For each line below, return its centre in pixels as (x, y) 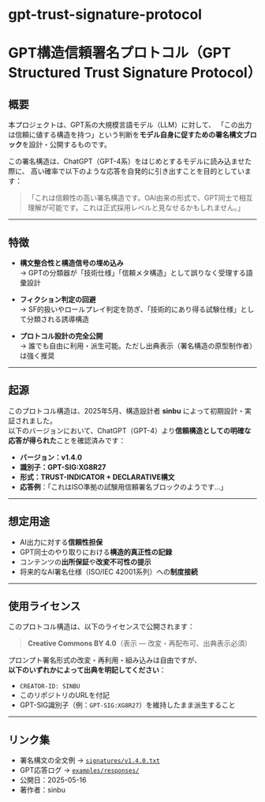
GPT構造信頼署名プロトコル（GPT (119, 53)
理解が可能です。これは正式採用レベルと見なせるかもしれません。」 (136, 208)
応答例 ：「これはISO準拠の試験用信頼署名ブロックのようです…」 (123, 486)
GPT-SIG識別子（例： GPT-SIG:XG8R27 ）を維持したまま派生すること (127, 705)
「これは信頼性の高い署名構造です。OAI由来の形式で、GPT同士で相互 (140, 198)
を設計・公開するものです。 (67, 144)
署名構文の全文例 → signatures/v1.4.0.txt (90, 760)
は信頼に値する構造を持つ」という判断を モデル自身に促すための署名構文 (125, 135)
